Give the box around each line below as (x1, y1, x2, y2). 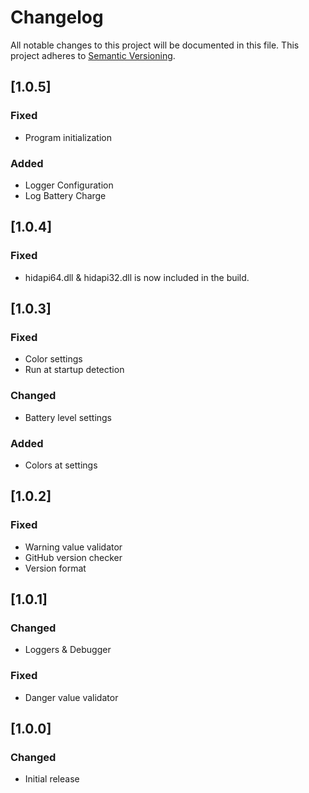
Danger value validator (24, 691, 119, 703)
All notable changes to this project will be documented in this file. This (10, 39, 300, 51)
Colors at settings (24, 459, 98, 471)
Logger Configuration (24, 179, 114, 191)
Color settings (24, 353, 83, 365)
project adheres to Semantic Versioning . (10, 49, 176, 61)
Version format (24, 562, 87, 574)
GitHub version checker (24, 551, 123, 563)
